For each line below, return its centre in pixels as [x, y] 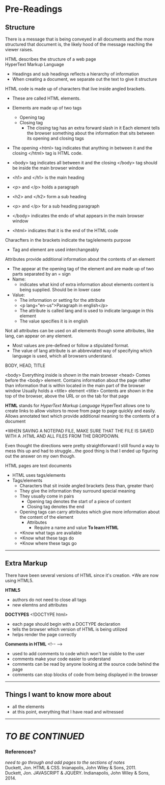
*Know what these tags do [47, 538]
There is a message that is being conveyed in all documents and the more [80, 39]
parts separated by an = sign [41, 274]
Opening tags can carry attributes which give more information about [90, 512]
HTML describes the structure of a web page [51, 59]
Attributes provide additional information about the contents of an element [80, 259]
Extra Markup [26, 563]
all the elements [28, 707]
